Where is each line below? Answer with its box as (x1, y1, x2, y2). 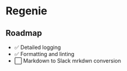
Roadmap (5, 28, 43, 38)
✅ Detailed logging (14, 44, 61, 51)
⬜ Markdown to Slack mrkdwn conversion (14, 57, 121, 64)
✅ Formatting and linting (14, 51, 75, 57)
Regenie (5, 4, 47, 18)
